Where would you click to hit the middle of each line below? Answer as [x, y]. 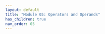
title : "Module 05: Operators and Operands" [53, 14]
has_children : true [26, 19]
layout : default [22, 10]
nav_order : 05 [20, 24]
